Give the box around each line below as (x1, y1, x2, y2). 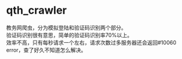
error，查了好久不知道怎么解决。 (6, 46, 87, 54)
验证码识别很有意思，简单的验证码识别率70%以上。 (6, 31, 133, 39)
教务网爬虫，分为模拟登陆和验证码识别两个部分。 (6, 24, 127, 31)
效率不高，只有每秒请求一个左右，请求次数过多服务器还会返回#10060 (6, 39, 177, 46)
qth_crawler (6, 4, 67, 17)
